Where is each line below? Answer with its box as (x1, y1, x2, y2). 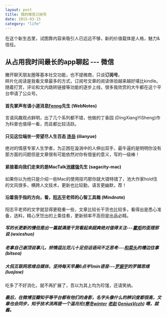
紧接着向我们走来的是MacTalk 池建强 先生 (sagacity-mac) (5, 164, 121, 170)
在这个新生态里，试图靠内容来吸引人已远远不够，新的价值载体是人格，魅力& (5, 35, 160, 41)
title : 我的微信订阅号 (5, 12, 47, 17)
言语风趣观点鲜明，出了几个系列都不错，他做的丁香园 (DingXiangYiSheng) (5, 115, 156, 121)
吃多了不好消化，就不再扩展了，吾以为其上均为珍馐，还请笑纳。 (5, 282, 135, 288)
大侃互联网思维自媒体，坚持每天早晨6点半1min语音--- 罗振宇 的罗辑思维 (5, 263, 150, 269)
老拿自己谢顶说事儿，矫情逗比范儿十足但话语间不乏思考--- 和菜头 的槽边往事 (5, 244, 159, 250)
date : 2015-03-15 (5, 16, 41, 21)
